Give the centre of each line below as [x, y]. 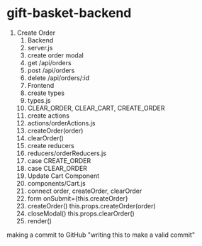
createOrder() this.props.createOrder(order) [92, 206]
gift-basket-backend [69, 13]
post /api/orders [51, 70]
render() [40, 220]
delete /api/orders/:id [58, 78]
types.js [39, 100]
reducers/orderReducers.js [67, 153]
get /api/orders [49, 62]
